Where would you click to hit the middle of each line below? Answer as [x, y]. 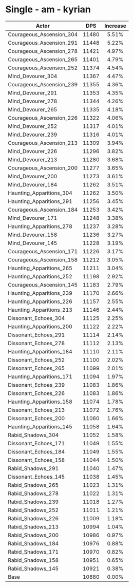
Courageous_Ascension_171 [43, 251]
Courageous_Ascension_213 [43, 143]
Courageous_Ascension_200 [43, 168]
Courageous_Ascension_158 [43, 259]
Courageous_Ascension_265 [43, 59]
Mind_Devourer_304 [33, 76]
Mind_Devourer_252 [33, 126]
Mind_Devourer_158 [33, 235]
